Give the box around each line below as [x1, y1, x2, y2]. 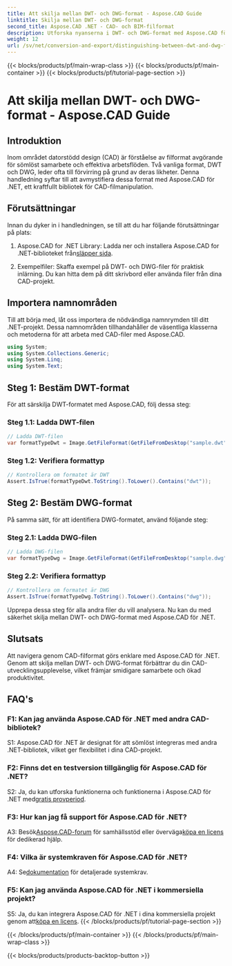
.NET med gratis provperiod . [7, 795, 86, 803]
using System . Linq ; [7, 357, 64, 363]
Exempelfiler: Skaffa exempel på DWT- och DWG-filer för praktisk [17, 262, 204, 270]
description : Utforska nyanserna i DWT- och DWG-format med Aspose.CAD [7, 29, 217, 37]
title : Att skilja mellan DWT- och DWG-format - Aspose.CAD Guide [7, 10, 202, 17]
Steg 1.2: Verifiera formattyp [7, 455, 105, 465]
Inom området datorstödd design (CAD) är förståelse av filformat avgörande [7, 153, 223, 161]
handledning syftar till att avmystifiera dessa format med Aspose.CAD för [7, 176, 215, 183]
